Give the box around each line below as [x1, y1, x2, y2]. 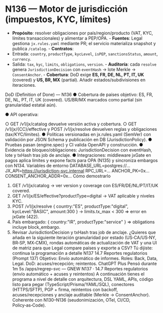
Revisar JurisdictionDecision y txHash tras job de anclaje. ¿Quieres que [12, 229, 156, 235]
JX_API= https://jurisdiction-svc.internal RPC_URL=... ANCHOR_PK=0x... [5, 168, 150, 173]
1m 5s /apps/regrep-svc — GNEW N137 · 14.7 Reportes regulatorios [12, 265, 148, 271]
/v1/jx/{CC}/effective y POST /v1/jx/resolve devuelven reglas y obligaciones [5, 126, 157, 132]
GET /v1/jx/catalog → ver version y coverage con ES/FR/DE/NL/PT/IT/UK [12, 182, 159, 188]
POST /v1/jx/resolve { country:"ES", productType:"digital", [12, 203, 129, 209]
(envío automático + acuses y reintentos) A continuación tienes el [12, 271, 145, 277]
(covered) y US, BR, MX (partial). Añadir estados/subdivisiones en [12, 77, 146, 83]
